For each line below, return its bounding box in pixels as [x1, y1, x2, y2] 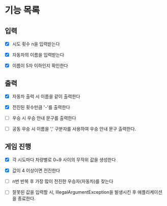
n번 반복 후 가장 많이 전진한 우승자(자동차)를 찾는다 [12, 179, 114, 185]
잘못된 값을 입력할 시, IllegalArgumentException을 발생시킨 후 [12, 189, 137, 195]
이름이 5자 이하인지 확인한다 [12, 63, 68, 69]
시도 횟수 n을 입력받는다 [12, 41, 60, 47]
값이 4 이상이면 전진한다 [12, 167, 61, 173]
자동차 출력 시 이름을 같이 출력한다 [12, 94, 80, 99]
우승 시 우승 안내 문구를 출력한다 [12, 115, 76, 121]
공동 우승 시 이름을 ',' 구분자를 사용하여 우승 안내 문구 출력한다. [12, 126, 136, 132]
